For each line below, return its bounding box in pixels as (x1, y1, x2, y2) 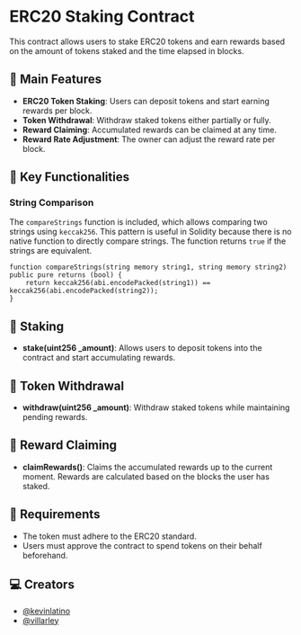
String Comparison (9, 196, 94, 209)
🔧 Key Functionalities (9, 169, 130, 185)
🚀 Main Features (9, 72, 102, 87)
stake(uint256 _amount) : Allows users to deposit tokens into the (22, 343, 262, 353)
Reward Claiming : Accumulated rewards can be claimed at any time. (22, 124, 277, 135)
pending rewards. (22, 412, 88, 423)
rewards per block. (22, 105, 93, 116)
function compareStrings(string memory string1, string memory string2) (9, 263, 288, 272)
